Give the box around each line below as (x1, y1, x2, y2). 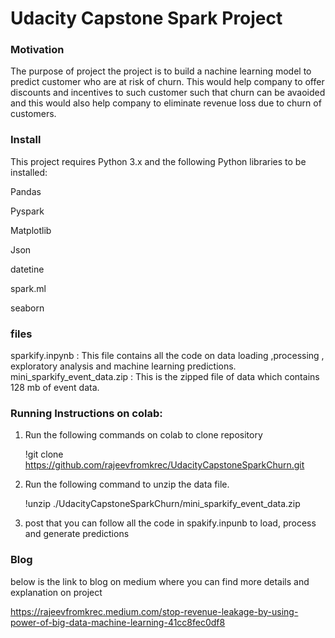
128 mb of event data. (10, 382, 100, 394)
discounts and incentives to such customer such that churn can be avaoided (10, 87, 326, 99)
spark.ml (10, 282, 47, 294)
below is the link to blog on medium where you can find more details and (10, 575, 310, 587)
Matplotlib (10, 224, 52, 236)
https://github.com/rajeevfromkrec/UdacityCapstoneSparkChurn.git (24, 459, 305, 471)
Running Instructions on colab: (10, 407, 163, 420)
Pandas (10, 185, 42, 197)
